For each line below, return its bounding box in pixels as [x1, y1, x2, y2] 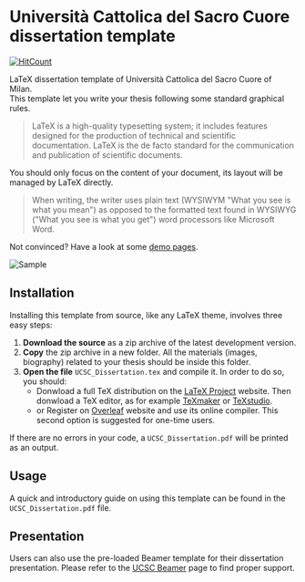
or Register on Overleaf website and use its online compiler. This [36, 404, 279, 416]
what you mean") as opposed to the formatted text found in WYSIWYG [31, 203, 297, 215]
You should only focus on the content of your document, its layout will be [9, 167, 284, 178]
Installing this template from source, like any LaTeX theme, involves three [9, 309, 283, 320]
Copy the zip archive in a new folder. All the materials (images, [22, 347, 258, 358]
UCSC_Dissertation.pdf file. [9, 502, 112, 513]
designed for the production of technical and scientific [31, 130, 237, 140]
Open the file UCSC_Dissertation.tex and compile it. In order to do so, [22, 366, 285, 377]
